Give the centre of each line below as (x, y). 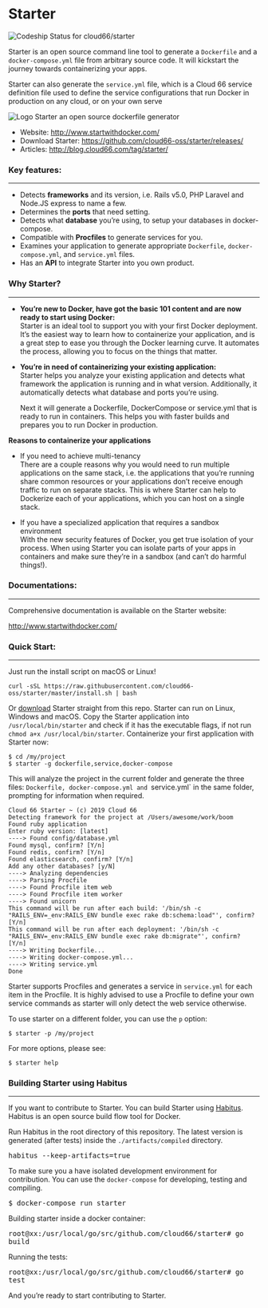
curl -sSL (25, 686)
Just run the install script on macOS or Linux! (82, 672)
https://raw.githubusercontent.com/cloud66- (119, 686)
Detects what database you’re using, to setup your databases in (125, 220)
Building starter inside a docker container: (77, 1218)
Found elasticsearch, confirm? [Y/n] (71, 860)
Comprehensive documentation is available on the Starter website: (118, 610)
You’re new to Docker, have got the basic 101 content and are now (130, 308)
